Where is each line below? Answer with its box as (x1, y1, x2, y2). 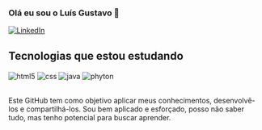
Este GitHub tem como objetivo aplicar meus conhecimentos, (8, 95, 213, 105)
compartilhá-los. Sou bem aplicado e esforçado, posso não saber (26, 104, 245, 114)
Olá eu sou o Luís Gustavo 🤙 (8, 7, 120, 19)
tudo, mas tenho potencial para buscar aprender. (8, 112, 171, 122)
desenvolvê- (213, 95, 256, 105)
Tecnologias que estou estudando (8, 48, 184, 63)
